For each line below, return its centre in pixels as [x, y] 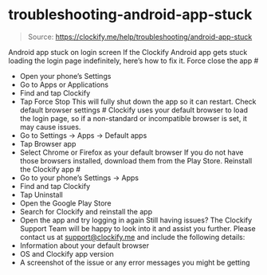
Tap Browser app [48, 143]
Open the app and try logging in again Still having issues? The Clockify [136, 220]
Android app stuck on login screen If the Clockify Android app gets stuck [128, 52]
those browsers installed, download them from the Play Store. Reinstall [136, 160]
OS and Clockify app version [67, 253]
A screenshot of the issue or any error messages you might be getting [135, 262]
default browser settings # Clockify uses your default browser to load [134, 110]
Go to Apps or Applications [64, 84]
